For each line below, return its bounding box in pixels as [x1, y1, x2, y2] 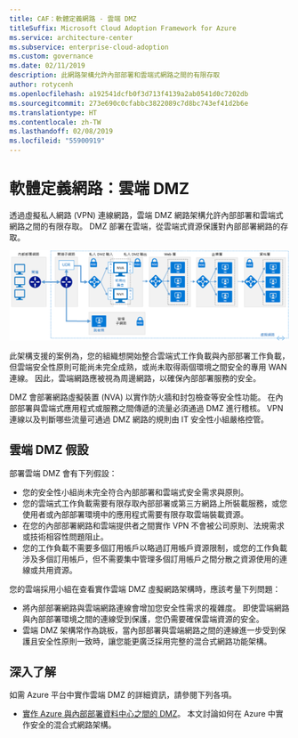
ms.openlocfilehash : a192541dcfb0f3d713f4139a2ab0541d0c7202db [9, 89, 249, 98]
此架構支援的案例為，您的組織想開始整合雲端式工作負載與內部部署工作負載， [9, 350, 290, 361]
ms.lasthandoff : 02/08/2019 [9, 127, 114, 136]
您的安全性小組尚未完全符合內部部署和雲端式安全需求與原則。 [21, 486, 249, 498]
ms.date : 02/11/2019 [9, 61, 86, 70]
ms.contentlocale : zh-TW [9, 118, 101, 126]
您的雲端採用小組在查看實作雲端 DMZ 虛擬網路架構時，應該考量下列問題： [9, 583, 281, 594]
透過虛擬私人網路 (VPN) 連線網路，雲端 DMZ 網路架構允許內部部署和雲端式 [9, 209, 284, 220]
